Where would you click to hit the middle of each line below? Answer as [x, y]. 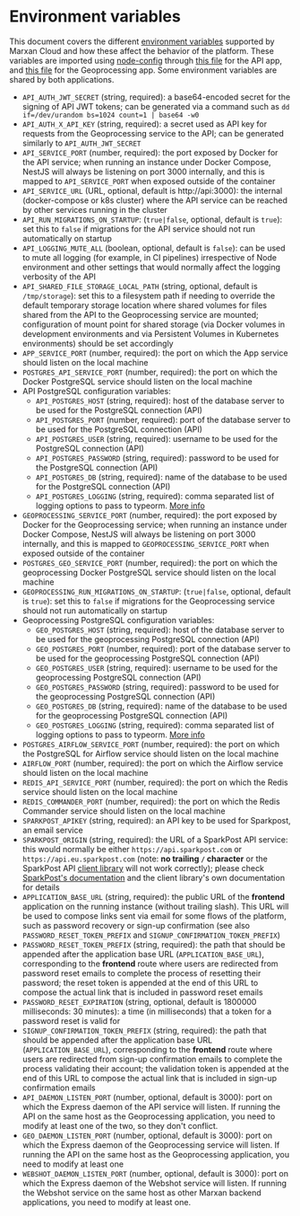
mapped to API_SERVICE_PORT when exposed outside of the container [149, 181]
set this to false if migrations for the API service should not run [139, 229]
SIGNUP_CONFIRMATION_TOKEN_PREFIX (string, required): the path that [144, 1030]
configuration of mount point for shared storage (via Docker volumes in [154, 324]
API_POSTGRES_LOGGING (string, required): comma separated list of [155, 496]
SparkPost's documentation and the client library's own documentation [153, 877]
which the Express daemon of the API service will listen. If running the [151, 1106]
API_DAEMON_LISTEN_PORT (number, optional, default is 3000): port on [147, 1097]
